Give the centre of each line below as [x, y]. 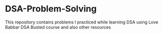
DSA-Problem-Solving [51, 9]
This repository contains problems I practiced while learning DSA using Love [82, 22]
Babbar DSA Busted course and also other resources [58, 27]
